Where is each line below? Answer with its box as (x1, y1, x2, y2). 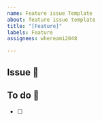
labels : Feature (7, 29, 53, 36)
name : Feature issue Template (7, 10, 93, 17)
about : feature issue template (7, 16, 96, 23)
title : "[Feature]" (7, 22, 63, 29)
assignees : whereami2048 (7, 35, 78, 42)
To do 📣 (7, 89, 39, 101)
